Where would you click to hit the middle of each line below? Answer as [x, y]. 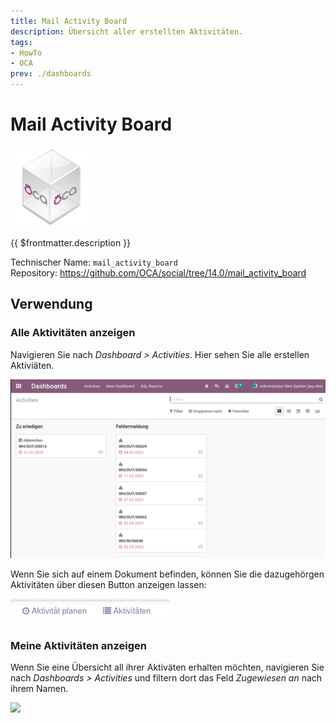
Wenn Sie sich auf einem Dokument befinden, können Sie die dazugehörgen [167, 574]
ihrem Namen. [39, 689]
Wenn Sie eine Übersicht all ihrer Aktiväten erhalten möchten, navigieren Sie [167, 667]
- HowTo [26, 53]
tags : [21, 42]
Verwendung [51, 304]
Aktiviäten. [32, 365]
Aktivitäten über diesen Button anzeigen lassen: [108, 585]
